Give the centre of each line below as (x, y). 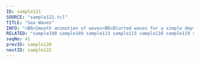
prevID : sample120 (29, 45)
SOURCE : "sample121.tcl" (37, 17)
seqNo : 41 (18, 39)
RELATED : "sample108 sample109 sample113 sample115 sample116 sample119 (98, 34)
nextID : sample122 (29, 50)
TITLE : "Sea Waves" (30, 22)
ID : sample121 (24, 12)
